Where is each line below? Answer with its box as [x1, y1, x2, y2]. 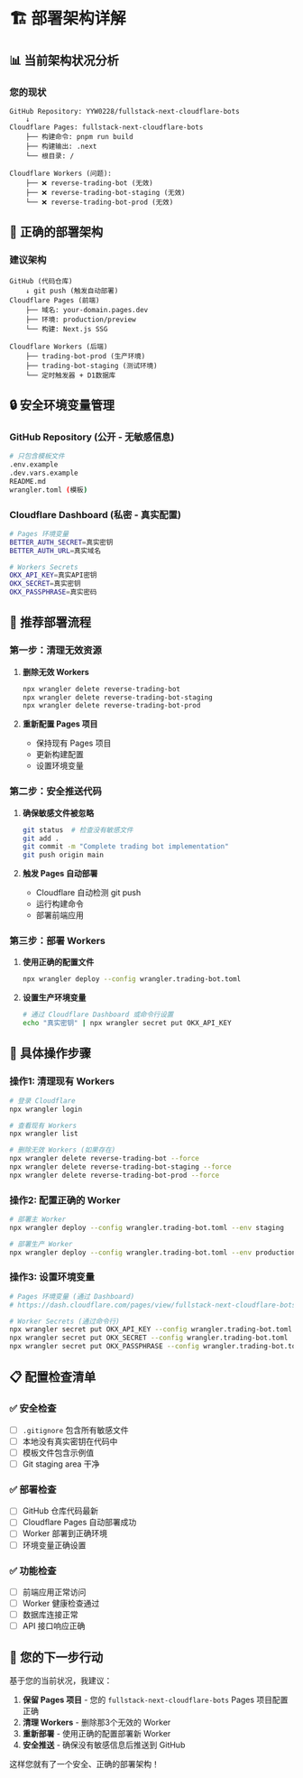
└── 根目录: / [25, 151, 75, 161]
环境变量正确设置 [22, 1540, 87, 1551]
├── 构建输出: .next [25, 142, 97, 151]
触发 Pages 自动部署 [22, 868, 98, 879]
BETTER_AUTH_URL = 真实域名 [9, 546, 102, 555]
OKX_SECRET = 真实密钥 [9, 579, 81, 588]
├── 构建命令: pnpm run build [25, 132, 133, 141]
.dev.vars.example [9, 468, 78, 477]
